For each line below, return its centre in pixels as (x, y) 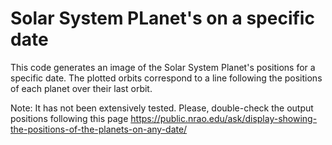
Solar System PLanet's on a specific (162, 18)
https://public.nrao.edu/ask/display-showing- (224, 118)
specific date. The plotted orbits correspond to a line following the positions (166, 78)
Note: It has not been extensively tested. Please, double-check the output (162, 108)
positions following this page (69, 118)
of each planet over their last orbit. (81, 88)
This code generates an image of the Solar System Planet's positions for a (163, 67)
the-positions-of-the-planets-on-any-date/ (99, 129)
